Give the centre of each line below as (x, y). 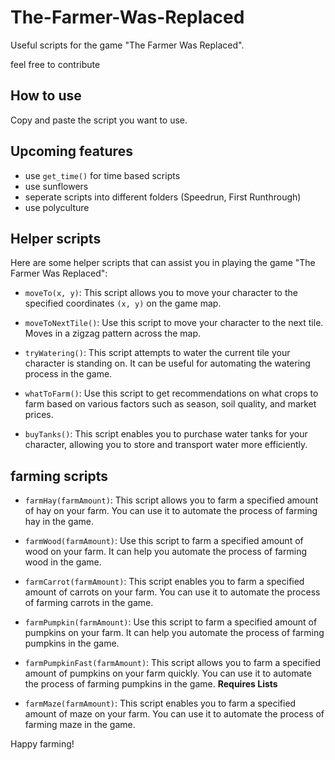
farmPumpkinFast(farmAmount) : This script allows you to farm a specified (173, 663)
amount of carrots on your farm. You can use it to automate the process (172, 592)
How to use (46, 96)
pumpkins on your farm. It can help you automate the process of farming (174, 633)
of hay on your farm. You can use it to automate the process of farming (171, 511)
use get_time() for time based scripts (102, 175)
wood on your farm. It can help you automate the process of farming (165, 552)
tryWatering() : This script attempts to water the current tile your (157, 353)
